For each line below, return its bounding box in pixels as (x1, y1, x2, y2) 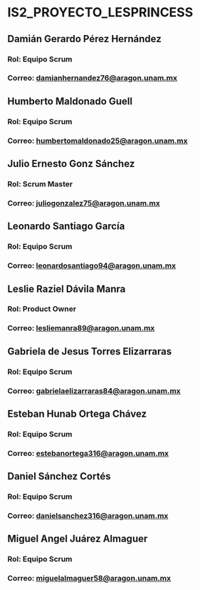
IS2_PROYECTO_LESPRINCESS (7, 4, 194, 21)
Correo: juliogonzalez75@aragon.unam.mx (7, 198, 160, 208)
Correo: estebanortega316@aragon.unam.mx (7, 448, 169, 458)
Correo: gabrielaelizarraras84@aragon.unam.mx (7, 386, 181, 396)
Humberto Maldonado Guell (7, 95, 133, 107)
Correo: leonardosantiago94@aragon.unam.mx (7, 261, 177, 271)
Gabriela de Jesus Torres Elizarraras (7, 345, 172, 357)
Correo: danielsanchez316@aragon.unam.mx (7, 511, 169, 521)
